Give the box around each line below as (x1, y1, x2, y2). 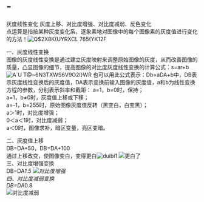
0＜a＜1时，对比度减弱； (6, 116, 69, 124)
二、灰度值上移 (6, 136, 44, 144)
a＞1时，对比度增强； (6, 109, 59, 116)
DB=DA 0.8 (6, 181, 33, 189)
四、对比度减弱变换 (6, 175, 55, 182)
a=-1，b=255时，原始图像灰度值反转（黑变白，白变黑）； (6, 101, 149, 109)
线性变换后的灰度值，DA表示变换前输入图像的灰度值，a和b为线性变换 (22, 78, 195, 86)
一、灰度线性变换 (6, 48, 49, 55)
